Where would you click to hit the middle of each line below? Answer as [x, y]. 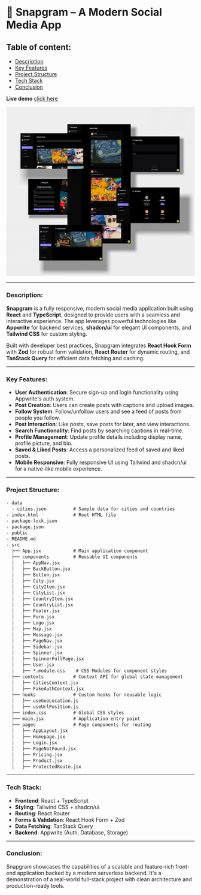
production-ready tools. [35, 885]
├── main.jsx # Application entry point [76, 719]
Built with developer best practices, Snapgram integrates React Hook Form [99, 345]
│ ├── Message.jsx [37, 635]
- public [17, 533]
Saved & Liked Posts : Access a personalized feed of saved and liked [99, 450]
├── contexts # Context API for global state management [98, 677]
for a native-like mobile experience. [59, 468]
